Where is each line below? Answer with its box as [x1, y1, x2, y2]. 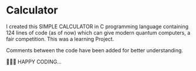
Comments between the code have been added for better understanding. [6, 46, 184, 53]
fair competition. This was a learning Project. [6, 35, 114, 42]
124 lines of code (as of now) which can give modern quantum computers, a [6, 29, 191, 36]
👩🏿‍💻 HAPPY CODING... [6, 58, 62, 65]
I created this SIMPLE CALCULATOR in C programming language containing [6, 23, 189, 30]
